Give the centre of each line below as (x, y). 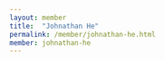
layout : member (38, 17)
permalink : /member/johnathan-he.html (82, 34)
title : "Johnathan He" (54, 26)
